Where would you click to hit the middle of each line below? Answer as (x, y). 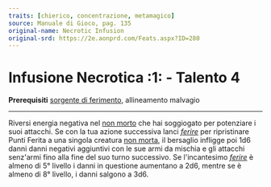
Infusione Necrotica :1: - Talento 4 (124, 78)
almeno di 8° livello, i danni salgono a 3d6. (79, 174)
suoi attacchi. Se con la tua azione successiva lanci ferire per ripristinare (129, 132)
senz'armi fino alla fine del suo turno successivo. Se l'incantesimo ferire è (131, 157)
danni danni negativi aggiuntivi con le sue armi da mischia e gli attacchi (127, 148)
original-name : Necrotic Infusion (67, 30)
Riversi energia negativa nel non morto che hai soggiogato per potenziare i (132, 123)
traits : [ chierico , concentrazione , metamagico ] (92, 16)
